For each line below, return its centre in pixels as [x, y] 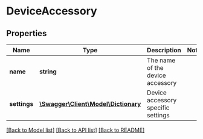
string [48, 72]
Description [164, 50]
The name [161, 60]
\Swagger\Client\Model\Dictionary [90, 104]
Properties [27, 33]
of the [156, 68]
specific [158, 108]
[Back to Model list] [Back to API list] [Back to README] [76, 130]
